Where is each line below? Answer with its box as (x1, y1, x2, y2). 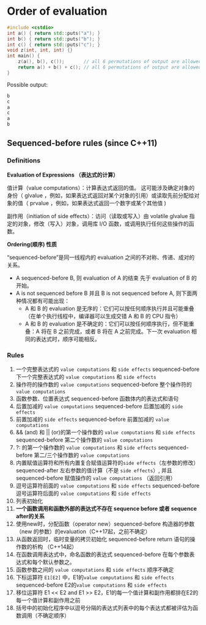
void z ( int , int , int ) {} (7, 47, 73, 53)
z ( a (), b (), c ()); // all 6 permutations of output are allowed (18, 59, 202, 65)
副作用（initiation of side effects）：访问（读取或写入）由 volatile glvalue (7, 212, 188, 219)
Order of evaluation (7, 4, 108, 18)
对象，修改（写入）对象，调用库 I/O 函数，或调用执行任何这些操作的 (17, 220, 189, 227)
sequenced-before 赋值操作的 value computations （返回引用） (15, 475, 176, 482)
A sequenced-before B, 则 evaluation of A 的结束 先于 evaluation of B (15, 274, 190, 282)
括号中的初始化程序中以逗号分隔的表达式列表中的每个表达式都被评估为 (15, 604, 193, 612)
